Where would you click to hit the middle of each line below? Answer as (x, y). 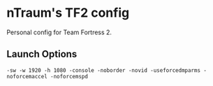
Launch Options (42, 54)
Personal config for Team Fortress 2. (59, 32)
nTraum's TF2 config (68, 13)
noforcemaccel (27, 76)
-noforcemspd (69, 76)
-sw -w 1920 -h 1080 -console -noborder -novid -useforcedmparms (103, 70)
